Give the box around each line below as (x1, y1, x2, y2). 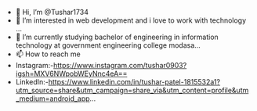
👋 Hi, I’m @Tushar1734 (15, 8, 89, 16)
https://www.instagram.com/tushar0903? (53, 61, 187, 70)
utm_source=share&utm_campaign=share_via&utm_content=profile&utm (15, 86, 249, 95)
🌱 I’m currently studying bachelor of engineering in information (15, 32, 219, 41)
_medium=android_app (15, 94, 90, 103)
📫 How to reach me (15, 49, 81, 59)
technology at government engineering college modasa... (15, 41, 201, 50)
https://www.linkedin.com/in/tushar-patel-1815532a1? (48, 77, 221, 86)
